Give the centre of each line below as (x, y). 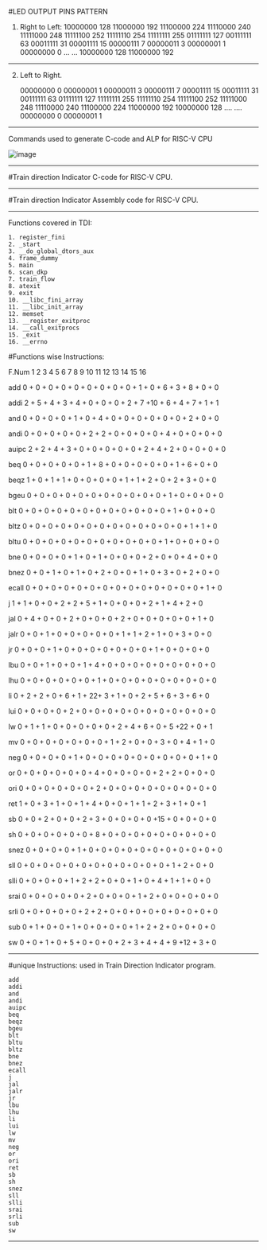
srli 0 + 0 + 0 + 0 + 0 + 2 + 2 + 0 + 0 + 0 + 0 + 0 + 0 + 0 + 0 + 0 (113, 911)
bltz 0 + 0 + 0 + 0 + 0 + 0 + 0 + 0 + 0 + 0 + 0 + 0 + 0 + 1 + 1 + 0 (113, 526)
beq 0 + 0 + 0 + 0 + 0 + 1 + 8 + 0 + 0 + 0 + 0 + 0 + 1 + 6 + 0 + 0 (113, 464)
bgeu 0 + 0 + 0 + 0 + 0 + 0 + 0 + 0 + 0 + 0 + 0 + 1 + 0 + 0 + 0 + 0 (116, 495)
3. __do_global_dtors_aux (51, 251)
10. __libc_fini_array (46, 300)
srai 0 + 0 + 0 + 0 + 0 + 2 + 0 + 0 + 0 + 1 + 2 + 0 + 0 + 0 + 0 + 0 (113, 896)
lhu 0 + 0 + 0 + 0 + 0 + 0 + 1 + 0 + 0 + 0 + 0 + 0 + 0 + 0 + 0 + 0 (112, 680)
